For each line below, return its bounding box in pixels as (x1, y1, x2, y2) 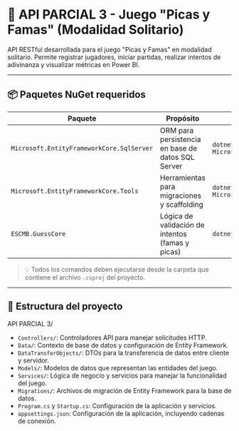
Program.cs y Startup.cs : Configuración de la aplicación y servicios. (17, 401, 217, 410)
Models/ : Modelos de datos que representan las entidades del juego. (17, 363, 218, 372)
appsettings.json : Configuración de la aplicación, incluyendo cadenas (17, 409, 225, 417)
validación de (159, 220, 205, 230)
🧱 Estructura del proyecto (7, 300, 123, 313)
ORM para (159, 125, 194, 135)
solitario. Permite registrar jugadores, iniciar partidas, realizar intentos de (7, 53, 221, 61)
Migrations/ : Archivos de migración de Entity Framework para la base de (17, 386, 232, 395)
